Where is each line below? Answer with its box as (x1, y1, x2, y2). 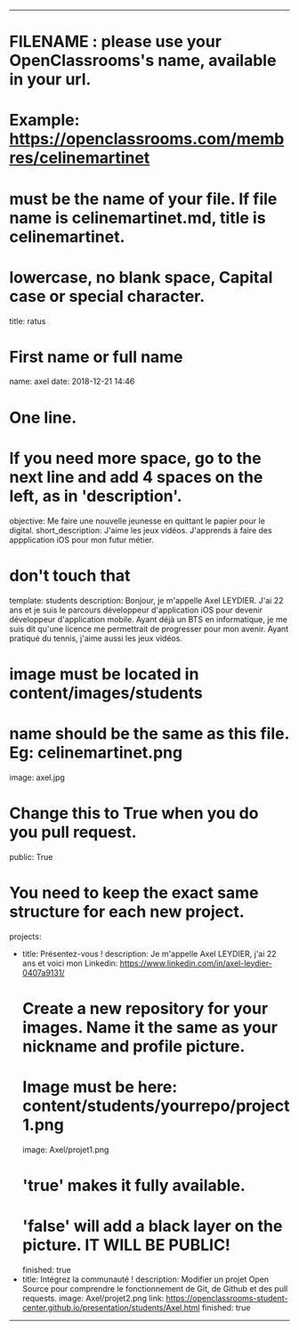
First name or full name (9, 346, 184, 367)
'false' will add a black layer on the (21, 1216, 283, 1236)
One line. (9, 407, 77, 427)
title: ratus (9, 315, 46, 326)
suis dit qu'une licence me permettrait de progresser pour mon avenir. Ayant (9, 623, 289, 634)
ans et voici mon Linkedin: (21, 958, 118, 969)
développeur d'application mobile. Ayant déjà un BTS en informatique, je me (9, 613, 287, 624)
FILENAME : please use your (9, 32, 222, 52)
